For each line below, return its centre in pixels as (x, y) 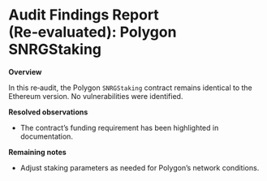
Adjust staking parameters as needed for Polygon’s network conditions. (140, 167)
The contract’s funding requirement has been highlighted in (119, 127)
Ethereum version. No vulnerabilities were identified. (96, 96)
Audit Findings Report (84, 15)
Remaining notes (37, 152)
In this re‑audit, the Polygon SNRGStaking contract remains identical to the (131, 88)
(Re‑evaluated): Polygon (93, 32)
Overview (25, 71)
